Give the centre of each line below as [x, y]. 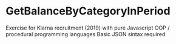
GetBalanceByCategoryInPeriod [88, 11]
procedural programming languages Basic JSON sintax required [86, 34]
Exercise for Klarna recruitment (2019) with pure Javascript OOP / [88, 28]
